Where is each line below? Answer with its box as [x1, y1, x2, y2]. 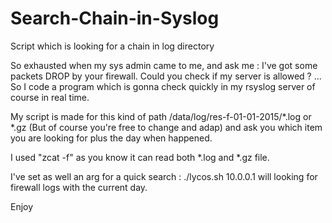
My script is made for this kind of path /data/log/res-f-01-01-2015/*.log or [10, 110, 312, 122]
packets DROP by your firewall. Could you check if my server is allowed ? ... [10, 70, 322, 82]
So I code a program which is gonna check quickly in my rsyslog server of [10, 80, 316, 92]
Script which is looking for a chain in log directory [10, 40, 215, 52]
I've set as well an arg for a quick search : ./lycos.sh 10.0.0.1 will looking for [10, 170, 318, 182]
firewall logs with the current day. [10, 181, 148, 193]
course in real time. [10, 91, 90, 103]
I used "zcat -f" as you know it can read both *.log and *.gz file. [10, 151, 270, 163]
